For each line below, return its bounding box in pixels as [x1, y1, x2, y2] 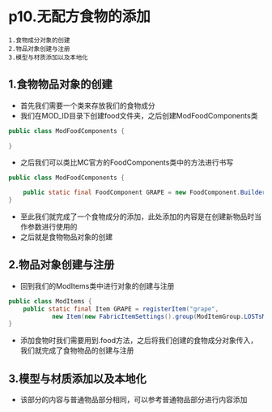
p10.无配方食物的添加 [8, 7, 151, 26]
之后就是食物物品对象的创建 [19, 232, 113, 242]
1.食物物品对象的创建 [8, 78, 113, 92]
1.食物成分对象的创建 [8, 36, 70, 45]
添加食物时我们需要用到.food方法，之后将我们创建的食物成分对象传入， [19, 336, 257, 345]
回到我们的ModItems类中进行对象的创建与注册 [19, 281, 175, 290]
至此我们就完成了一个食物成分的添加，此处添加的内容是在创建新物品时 [19, 212, 255, 221]
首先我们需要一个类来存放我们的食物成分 [19, 101, 155, 110]
